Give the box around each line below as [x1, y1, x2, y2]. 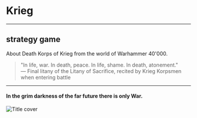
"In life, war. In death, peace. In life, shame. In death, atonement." [20, 61, 178, 68]
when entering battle [20, 74, 71, 81]
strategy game [6, 34, 60, 44]
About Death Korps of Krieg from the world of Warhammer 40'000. [6, 50, 168, 57]
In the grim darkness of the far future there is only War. [6, 92, 143, 100]
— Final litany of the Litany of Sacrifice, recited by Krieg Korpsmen [20, 67, 182, 74]
